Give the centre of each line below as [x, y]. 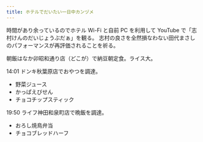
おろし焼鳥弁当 [34, 125]
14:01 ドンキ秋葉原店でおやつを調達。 [54, 71]
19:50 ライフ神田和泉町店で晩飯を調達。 [57, 112]
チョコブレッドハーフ [42, 133]
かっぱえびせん [34, 91]
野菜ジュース [31, 84]
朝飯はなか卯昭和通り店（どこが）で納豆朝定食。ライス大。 [81, 58]
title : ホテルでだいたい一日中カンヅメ [50, 12]
